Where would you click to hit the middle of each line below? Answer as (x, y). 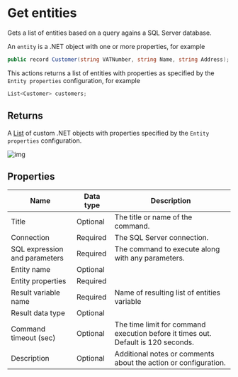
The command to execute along (167, 249)
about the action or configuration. (170, 363)
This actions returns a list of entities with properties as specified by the (111, 73)
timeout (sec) (33, 338)
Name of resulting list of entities (168, 293)
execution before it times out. (163, 334)
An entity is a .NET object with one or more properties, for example (106, 46)
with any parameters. (150, 258)
